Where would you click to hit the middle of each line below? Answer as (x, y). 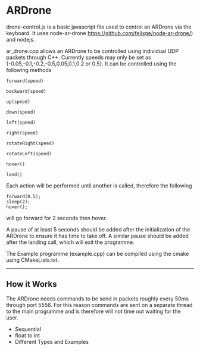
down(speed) (21, 112)
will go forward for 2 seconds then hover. (57, 218)
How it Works (32, 284)
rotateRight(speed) (30, 143)
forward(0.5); (24, 196)
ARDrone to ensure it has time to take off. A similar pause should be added (97, 236)
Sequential (28, 329)
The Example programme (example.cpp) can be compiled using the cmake (98, 253)
